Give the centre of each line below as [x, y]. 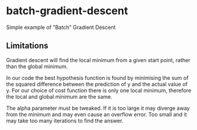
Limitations [27, 46]
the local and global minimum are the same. [59, 96]
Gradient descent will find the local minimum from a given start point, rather [98, 60]
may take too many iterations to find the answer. [65, 121]
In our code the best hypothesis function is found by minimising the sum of [97, 77]
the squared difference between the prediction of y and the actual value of [97, 84]
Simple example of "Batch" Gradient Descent [61, 27]
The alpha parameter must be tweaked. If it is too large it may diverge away [98, 108]
